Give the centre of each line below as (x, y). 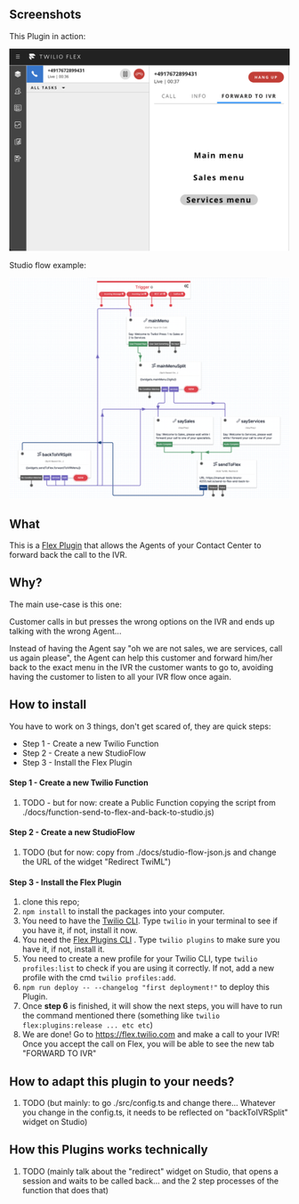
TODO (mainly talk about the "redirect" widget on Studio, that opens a (150, 1171)
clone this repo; (51, 902)
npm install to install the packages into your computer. (123, 912)
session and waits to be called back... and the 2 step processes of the (150, 1181)
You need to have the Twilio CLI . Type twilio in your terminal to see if (150, 921)
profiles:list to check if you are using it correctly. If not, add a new (148, 968)
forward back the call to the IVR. (68, 555)
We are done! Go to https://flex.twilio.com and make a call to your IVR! (151, 1035)
